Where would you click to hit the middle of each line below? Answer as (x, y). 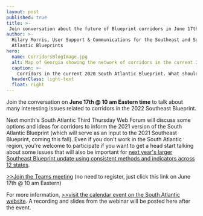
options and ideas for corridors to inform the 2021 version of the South (94, 126)
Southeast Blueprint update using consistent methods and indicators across (101, 158)
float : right (28, 85)
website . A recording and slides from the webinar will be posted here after (98, 201)
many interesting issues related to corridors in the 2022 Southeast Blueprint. (101, 108)
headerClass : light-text (43, 79)
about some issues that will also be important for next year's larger (89, 152)
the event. (19, 208)
